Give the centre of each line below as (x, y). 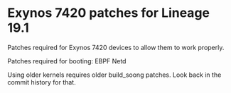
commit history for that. (42, 82)
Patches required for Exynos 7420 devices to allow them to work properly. (116, 47)
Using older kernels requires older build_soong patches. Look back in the (114, 75)
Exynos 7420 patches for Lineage (108, 13)
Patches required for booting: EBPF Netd (67, 61)
